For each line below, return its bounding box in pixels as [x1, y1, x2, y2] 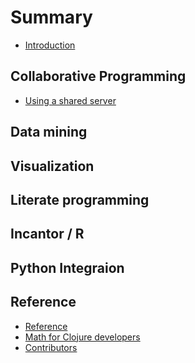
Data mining [10, 124, 88, 141]
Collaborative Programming [10, 68, 187, 85]
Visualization [10, 157, 95, 175]
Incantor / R [10, 226, 85, 243]
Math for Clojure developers [24, 331, 141, 343]
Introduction [24, 39, 76, 51]
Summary [10, 6, 93, 29]
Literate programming [10, 191, 150, 208]
